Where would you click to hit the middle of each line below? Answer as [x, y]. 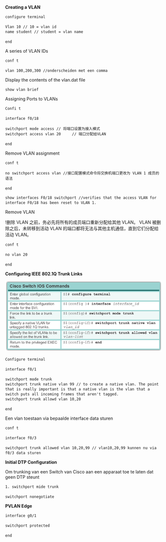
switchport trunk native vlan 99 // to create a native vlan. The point [82, 384]
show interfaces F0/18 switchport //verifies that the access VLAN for [81, 198]
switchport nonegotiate [30, 497]
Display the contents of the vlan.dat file [45, 80]
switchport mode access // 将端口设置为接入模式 [53, 129]
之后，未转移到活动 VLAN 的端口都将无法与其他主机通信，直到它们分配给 [84, 228]
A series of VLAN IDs [27, 51]
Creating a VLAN [23, 7]
